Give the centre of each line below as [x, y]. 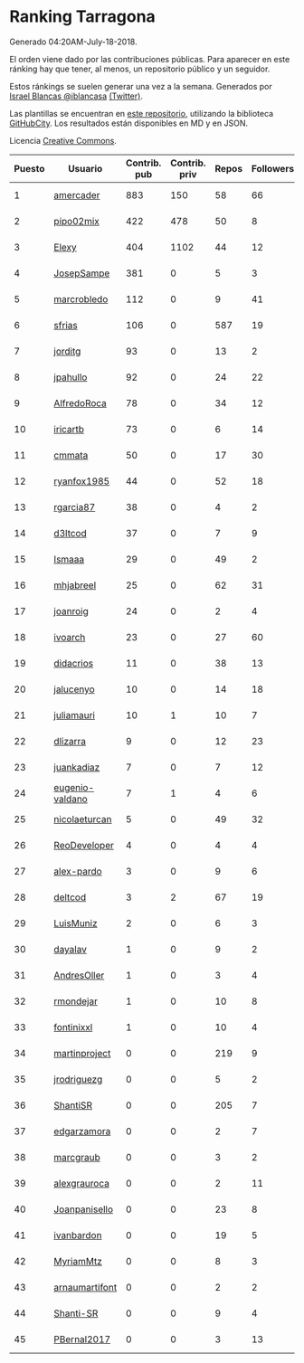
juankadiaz [77, 767]
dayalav [71, 949]
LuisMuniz [76, 923]
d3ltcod [71, 533]
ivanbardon [78, 1235]
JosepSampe [82, 273]
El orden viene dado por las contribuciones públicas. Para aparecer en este [150, 59]
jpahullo [71, 377]
